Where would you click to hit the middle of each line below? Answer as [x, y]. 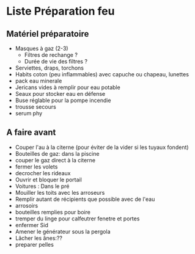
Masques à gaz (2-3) [42, 48]
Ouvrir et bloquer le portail [49, 180]
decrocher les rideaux [43, 173]
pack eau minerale [39, 81]
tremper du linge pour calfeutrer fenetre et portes [77, 219]
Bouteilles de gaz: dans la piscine [57, 153]
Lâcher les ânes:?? [39, 238]
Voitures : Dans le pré [42, 186]
